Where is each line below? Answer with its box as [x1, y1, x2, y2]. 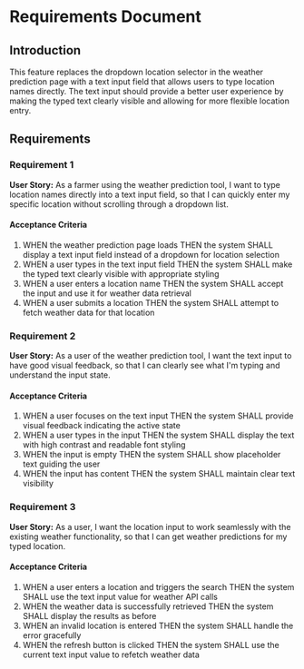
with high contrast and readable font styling [22, 439, 186, 450]
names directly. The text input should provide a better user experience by [9, 86, 284, 96]
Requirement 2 [9, 330, 76, 342]
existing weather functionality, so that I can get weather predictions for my [9, 531, 288, 542]
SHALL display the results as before [22, 610, 157, 621]
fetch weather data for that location [22, 307, 155, 318]
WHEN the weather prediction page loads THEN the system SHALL [22, 239, 274, 251]
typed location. [9, 540, 66, 551]
